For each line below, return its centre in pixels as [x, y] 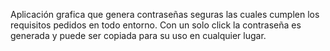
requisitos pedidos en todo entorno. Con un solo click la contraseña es [156, 25]
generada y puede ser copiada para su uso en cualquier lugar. [138, 35]
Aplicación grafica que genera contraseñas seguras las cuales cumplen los [165, 14]
